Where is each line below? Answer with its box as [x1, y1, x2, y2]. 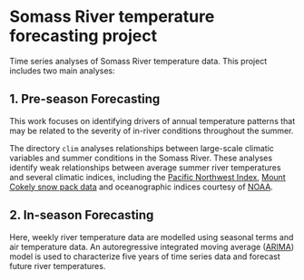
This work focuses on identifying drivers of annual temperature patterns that [9, 115, 296, 126]
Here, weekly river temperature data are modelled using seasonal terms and [9, 231, 294, 242]
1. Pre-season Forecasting [9, 92, 161, 107]
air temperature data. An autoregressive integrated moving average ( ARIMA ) [9, 241, 295, 252]
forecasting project [9, 25, 157, 46]
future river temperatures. [9, 260, 106, 271]
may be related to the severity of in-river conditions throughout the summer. [9, 125, 294, 136]
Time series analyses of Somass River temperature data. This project [9, 55, 268, 66]
